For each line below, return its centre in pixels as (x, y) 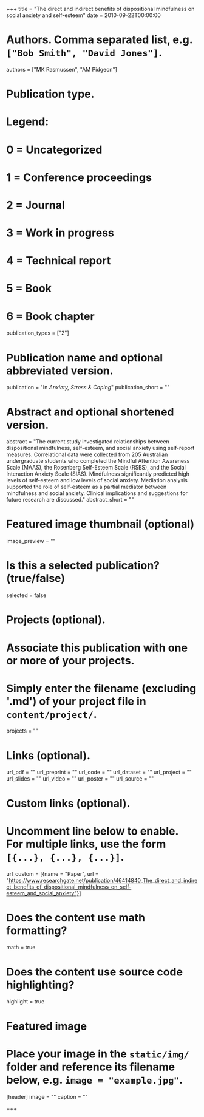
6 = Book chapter (51, 316)
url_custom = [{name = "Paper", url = (53, 873)
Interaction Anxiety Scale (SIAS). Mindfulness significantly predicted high (98, 474)
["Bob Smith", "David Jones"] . (84, 53)
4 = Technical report (59, 261)
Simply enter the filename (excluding (101, 688)
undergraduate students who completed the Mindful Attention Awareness (98, 461)
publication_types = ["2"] (38, 333)
